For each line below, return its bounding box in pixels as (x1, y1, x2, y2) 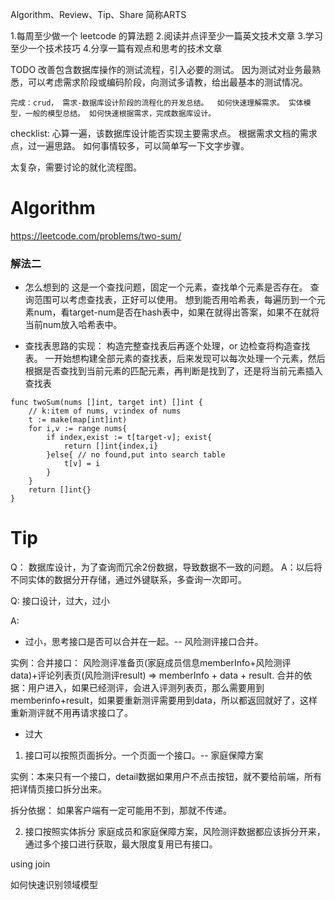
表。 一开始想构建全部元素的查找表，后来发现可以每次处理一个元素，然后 (24, 353, 326, 365)
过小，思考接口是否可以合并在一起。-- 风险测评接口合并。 (24, 636, 264, 648)
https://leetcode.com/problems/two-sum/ (10, 229, 182, 242)
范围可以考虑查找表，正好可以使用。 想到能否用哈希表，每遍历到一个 (33, 294, 317, 306)
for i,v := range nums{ (28, 424, 128, 434)
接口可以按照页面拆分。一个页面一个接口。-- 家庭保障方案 (24, 749, 264, 762)
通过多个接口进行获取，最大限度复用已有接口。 (24, 838, 218, 850)
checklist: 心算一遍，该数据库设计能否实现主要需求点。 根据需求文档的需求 (10, 128, 318, 139)
